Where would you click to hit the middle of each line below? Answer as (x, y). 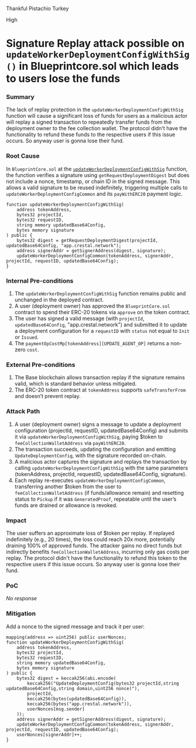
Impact (16, 520)
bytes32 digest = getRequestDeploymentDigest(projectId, (87, 240)
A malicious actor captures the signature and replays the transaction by (101, 461)
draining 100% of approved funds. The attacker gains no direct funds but (94, 545)
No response (22, 599)
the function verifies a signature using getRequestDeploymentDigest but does (98, 175)
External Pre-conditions (41, 365)
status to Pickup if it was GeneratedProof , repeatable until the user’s (95, 499)
